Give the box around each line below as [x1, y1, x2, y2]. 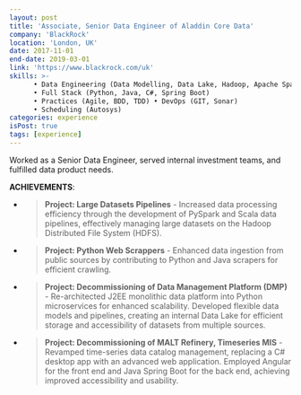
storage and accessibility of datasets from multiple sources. [44, 320, 266, 330]
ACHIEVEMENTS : [9, 181, 75, 192]
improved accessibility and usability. [44, 374, 179, 386]
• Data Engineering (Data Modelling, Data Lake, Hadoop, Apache [32, 80, 279, 89]
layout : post [9, 13, 58, 22]
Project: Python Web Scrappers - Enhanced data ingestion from [44, 244, 284, 256]
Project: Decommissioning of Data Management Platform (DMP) [44, 281, 288, 292]
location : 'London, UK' [9, 38, 99, 48]
